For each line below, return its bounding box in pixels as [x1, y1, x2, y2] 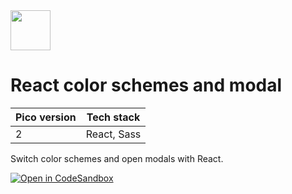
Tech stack [86, 110, 141, 124]
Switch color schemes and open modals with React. [10, 152, 224, 164]
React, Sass [85, 127, 142, 141]
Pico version [15, 110, 77, 124]
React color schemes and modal [10, 74, 283, 97]
